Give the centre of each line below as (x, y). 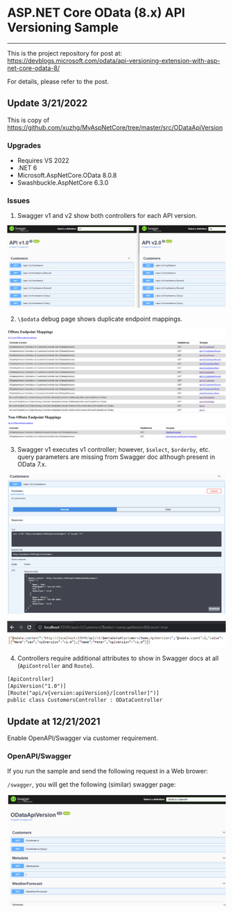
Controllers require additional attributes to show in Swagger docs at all (118, 658)
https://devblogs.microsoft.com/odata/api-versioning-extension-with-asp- (114, 60)
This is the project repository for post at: (65, 53)
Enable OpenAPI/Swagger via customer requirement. (83, 738)
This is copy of (28, 120)
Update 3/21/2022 (48, 103)
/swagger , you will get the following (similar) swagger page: (92, 785)
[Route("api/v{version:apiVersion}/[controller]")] (83, 693)
